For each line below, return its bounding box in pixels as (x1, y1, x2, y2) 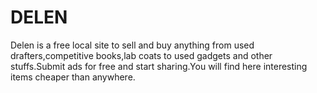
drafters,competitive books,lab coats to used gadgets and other (10, 49, 273, 61)
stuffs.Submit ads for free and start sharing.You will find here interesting (10, 60, 308, 72)
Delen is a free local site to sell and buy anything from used (10, 39, 255, 51)
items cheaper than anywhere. (10, 71, 136, 83)
